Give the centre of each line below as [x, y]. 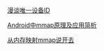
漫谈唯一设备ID [29, 10]
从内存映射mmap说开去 [41, 40]
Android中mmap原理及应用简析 [52, 25]
